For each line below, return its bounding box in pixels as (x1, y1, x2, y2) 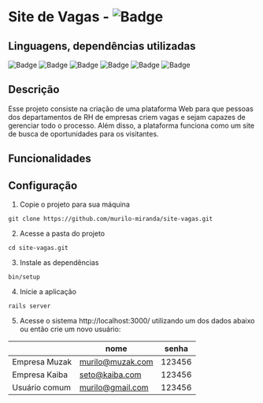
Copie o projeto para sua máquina (19, 200, 130, 209)
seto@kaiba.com (79, 369, 142, 380)
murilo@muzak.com (79, 356, 154, 368)
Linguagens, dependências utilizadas (8, 39, 196, 53)
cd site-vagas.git (8, 244, 69, 252)
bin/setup (8, 273, 41, 282)
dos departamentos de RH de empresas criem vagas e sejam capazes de (8, 112, 246, 121)
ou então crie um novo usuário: (19, 324, 121, 334)
